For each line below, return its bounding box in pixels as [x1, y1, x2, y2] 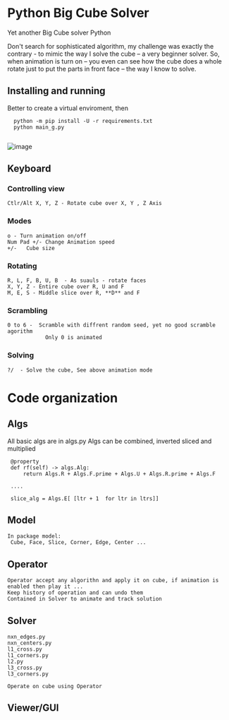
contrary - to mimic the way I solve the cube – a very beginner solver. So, [7, 49, 220, 58]
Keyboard [7, 163, 51, 175]
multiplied [7, 444, 37, 453]
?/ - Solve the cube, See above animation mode [7, 366, 153, 374]
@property [10, 458, 39, 465]
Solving [7, 350, 35, 360]
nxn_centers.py [7, 639, 52, 647]
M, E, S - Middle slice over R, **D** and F [7, 290, 140, 297]
